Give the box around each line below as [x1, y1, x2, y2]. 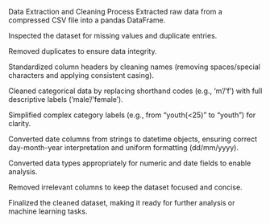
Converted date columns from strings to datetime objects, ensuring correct [8, 134, 258, 144]
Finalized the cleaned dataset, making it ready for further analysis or [8, 198, 235, 207]
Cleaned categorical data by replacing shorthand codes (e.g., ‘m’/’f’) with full [8, 86, 263, 96]
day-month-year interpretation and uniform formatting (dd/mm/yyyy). [8, 143, 239, 152]
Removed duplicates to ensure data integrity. [8, 47, 157, 55]
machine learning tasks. [8, 206, 88, 216]
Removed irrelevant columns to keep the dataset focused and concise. [8, 182, 243, 192]
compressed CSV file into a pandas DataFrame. [8, 15, 166, 25]
